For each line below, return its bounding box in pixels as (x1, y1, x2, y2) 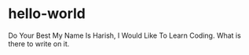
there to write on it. (8, 38, 70, 48)
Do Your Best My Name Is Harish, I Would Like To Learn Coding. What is (8, 31, 241, 40)
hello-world (8, 5, 86, 23)
